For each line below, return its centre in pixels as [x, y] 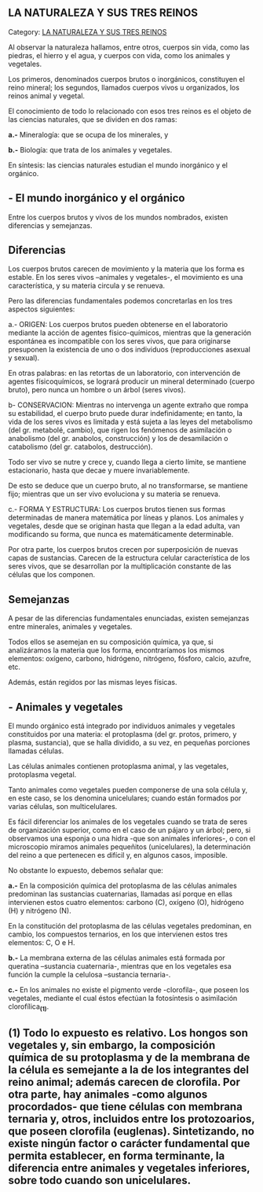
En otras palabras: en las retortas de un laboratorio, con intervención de [124, 373]
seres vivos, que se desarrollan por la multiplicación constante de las [120, 566]
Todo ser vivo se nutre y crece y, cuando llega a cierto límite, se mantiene [127, 462]
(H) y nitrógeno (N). [40, 911]
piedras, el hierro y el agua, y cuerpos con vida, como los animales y [119, 55]
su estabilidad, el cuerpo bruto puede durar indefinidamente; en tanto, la [126, 414]
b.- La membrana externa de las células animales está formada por [117, 958]
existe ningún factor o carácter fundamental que [129, 1144]
